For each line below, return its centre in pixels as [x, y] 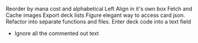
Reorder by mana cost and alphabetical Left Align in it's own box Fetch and [99, 9]
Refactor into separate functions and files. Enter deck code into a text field [98, 21]
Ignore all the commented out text [57, 33]
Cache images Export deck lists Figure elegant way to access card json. [95, 15]
